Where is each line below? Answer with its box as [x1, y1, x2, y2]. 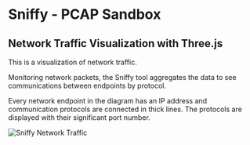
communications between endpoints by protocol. [8, 81, 167, 90]
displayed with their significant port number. [8, 113, 150, 122]
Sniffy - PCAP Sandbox [8, 5, 161, 24]
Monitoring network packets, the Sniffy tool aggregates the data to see [8, 73, 237, 82]
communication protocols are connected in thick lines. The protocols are [8, 104, 243, 114]
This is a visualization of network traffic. [8, 57, 137, 67]
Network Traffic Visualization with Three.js [8, 37, 223, 50]
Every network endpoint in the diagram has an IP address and [8, 96, 208, 105]
